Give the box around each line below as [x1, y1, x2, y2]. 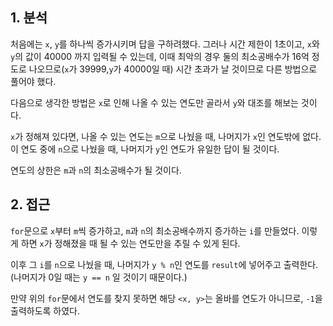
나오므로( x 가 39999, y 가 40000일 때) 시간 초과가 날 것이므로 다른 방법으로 [28, 63, 318, 75]
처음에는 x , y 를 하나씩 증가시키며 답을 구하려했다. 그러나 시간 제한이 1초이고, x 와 [10, 38, 320, 50]
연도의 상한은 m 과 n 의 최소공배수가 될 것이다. [10, 164, 182, 176]
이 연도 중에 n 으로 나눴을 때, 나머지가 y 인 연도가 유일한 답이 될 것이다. [10, 143, 280, 155]
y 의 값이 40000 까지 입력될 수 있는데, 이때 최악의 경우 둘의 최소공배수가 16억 [10, 50, 310, 62]
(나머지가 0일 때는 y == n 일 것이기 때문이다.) [10, 271, 188, 283]
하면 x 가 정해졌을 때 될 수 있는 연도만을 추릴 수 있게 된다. [20, 237, 241, 249]
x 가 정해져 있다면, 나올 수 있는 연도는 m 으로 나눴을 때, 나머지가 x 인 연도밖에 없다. [10, 130, 322, 142]
